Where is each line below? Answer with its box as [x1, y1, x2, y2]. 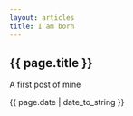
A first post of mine [9, 79, 81, 91]
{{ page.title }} [9, 55, 93, 71]
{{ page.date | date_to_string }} [9, 97, 125, 108]
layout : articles [9, 13, 75, 23]
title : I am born [9, 22, 75, 31]
